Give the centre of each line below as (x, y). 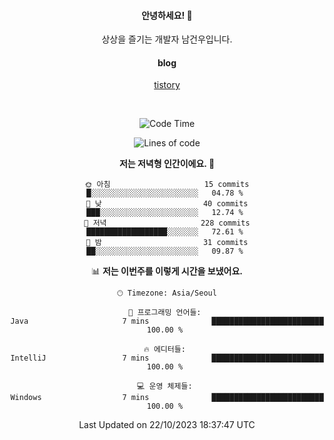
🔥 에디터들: (164, 350)
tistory (167, 85)
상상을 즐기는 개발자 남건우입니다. (167, 39)
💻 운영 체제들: (165, 386)
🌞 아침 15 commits (167, 185)
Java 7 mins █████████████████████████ (167, 321)
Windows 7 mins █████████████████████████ (167, 398)
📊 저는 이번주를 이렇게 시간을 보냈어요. (167, 271)
